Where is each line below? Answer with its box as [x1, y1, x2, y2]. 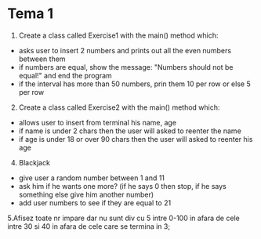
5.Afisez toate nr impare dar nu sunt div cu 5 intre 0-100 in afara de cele [7, 213, 240, 223]
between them [18, 54, 66, 63]
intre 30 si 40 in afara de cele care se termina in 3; [7, 221, 170, 231]
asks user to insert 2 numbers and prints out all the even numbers [18, 45, 232, 55]
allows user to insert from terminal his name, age [18, 118, 177, 127]
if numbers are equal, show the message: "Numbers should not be [18, 62, 234, 71]
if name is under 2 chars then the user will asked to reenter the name [18, 126, 242, 136]
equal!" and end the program [18, 71, 113, 80]
